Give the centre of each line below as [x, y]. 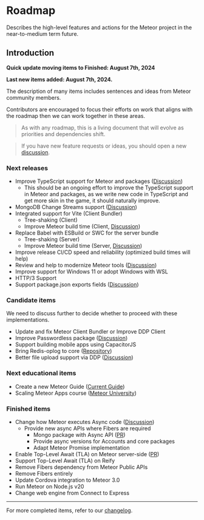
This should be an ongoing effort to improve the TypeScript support [109, 188]
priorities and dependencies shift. [63, 134]
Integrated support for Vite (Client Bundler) [69, 214]
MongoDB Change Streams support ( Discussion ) [76, 207]
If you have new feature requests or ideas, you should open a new [104, 146]
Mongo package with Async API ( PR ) [79, 434]
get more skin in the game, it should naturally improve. [92, 200]
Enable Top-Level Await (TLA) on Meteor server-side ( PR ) [87, 454]
